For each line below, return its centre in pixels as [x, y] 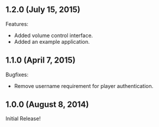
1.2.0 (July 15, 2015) [43, 10]
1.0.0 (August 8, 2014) [47, 105]
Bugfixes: [17, 74]
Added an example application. [52, 41]
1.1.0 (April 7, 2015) [40, 61]
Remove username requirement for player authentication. [84, 86]
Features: [17, 24]
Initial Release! [23, 119]
